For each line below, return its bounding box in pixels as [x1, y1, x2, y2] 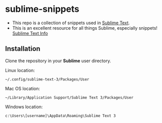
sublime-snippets [5, 3, 80, 15]
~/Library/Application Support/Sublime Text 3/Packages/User [5, 95, 134, 100]
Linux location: [5, 67, 35, 73]
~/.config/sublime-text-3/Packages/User [5, 77, 90, 82]
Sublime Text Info [12, 30, 48, 36]
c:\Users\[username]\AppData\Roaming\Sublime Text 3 [5, 113, 116, 118]
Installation [5, 44, 40, 53]
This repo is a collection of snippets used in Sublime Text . [12, 20, 130, 26]
